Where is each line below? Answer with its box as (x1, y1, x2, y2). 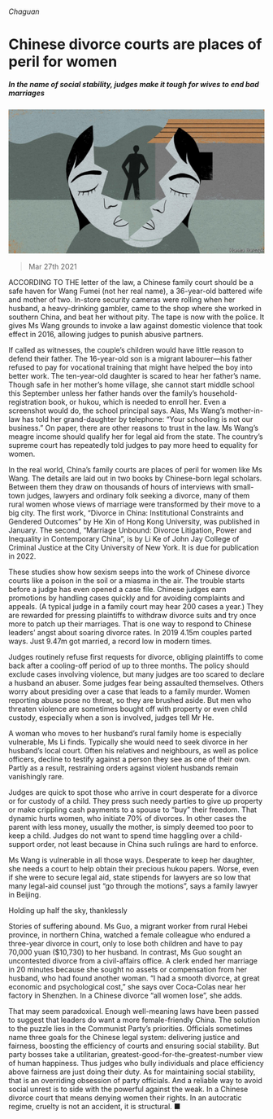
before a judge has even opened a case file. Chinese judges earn (8, 585, 227, 595)
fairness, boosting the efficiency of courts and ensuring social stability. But (8, 1041, 259, 1051)
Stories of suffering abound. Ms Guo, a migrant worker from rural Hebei (8, 921, 248, 932)
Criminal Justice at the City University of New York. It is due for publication (8, 542, 259, 553)
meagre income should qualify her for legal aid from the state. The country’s (8, 432, 263, 441)
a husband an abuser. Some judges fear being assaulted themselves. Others (8, 678, 264, 688)
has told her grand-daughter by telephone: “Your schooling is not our (21, 415, 253, 424)
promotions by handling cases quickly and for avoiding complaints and (8, 593, 245, 603)
